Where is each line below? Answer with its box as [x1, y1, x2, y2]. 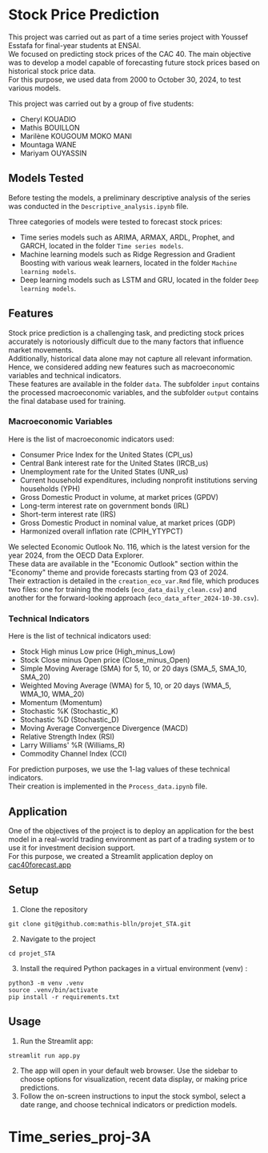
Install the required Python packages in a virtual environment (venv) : [19, 963, 248, 973]
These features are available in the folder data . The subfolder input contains [8, 379, 260, 389]
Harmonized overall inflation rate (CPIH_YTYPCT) [19, 526, 183, 536]
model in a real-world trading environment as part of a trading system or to [8, 834, 255, 844]
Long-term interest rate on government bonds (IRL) [19, 501, 190, 510]
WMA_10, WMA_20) [19, 689, 85, 699]
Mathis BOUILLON [19, 123, 80, 132]
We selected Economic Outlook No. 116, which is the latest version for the [8, 542, 250, 551]
